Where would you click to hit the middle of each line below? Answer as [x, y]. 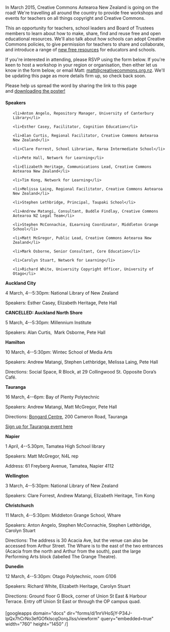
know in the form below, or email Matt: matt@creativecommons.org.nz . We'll [85, 70]
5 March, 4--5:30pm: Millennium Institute [48, 323]
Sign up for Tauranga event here [39, 426]
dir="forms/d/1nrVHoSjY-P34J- [100, 613]
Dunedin [14, 566]
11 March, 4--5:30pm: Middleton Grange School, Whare [63, 515]
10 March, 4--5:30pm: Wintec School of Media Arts [59, 352]
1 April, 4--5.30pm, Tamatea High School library [55, 446]
